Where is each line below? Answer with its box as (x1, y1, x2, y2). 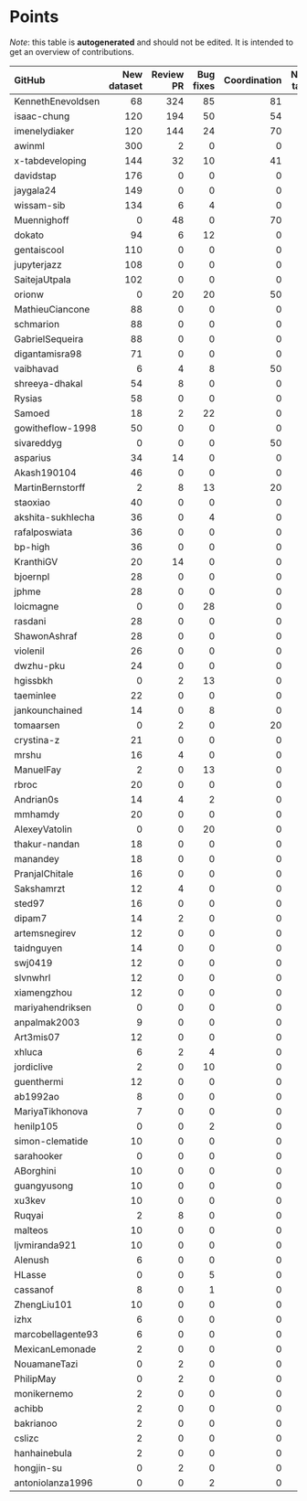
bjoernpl (14, 570, 50, 582)
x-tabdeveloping (14, 154, 87, 166)
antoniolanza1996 (14, 1476, 93, 1489)
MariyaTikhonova (14, 1104, 89, 1117)
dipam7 (14, 911, 48, 924)
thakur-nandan (14, 837, 80, 850)
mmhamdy (14, 807, 60, 820)
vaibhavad (14, 362, 59, 375)
